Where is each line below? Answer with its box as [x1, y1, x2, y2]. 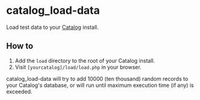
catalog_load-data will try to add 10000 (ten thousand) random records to [6, 75, 189, 82]
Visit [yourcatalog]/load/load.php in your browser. [14, 63, 142, 70]
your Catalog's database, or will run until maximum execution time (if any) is [6, 81, 194, 89]
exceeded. [6, 88, 32, 95]
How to [6, 41, 34, 51]
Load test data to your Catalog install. [6, 23, 99, 31]
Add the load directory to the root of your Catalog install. [14, 57, 155, 64]
